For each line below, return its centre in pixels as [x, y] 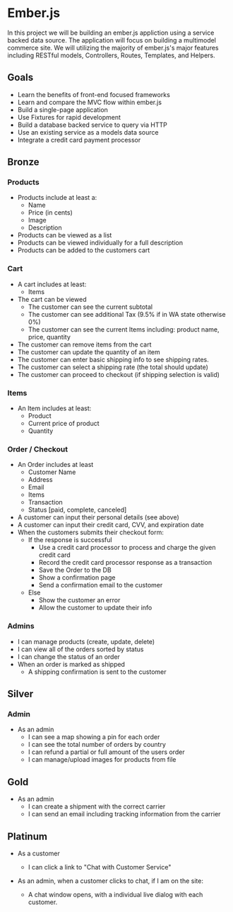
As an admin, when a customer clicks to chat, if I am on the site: [110, 881]
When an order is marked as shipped [71, 664]
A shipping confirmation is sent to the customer [97, 672]
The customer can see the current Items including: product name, [124, 329]
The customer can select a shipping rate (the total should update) [113, 367]
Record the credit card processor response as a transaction [125, 563]
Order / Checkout [38, 449]
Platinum [28, 837]
